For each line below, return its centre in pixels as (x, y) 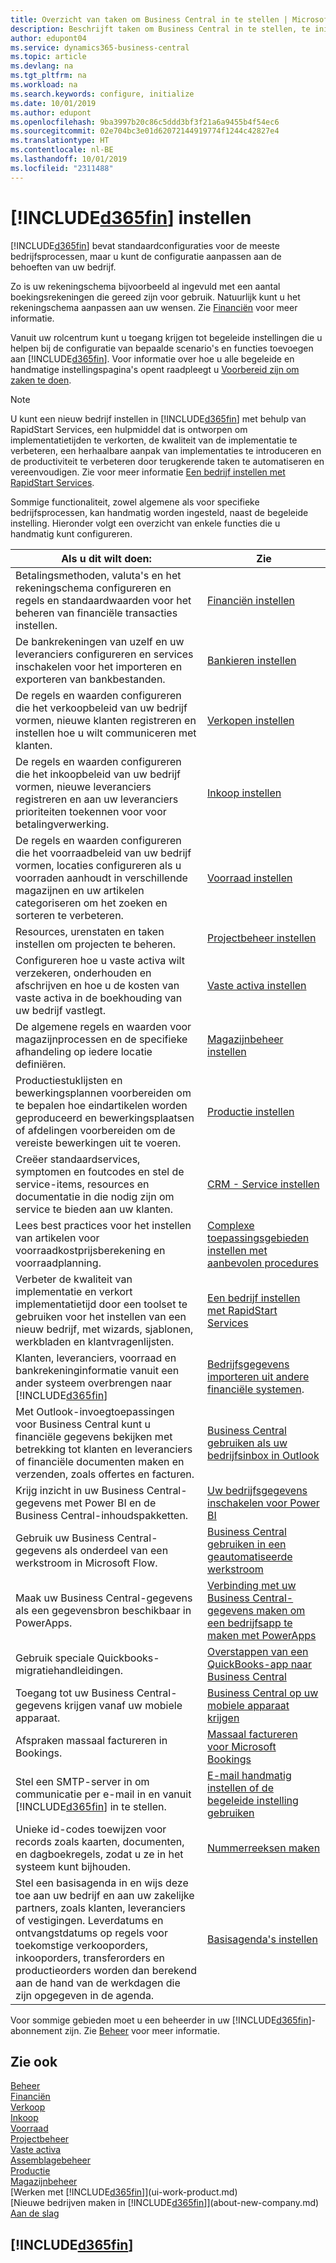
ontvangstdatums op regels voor (91, 1933)
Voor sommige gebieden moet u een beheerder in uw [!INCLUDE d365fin (159, 2020)
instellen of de (240, 1788)
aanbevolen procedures (263, 1263)
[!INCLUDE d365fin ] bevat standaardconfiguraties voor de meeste (145, 245)
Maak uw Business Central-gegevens (104, 1598)
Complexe (231, 1225)
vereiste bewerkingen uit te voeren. (98, 1143)
